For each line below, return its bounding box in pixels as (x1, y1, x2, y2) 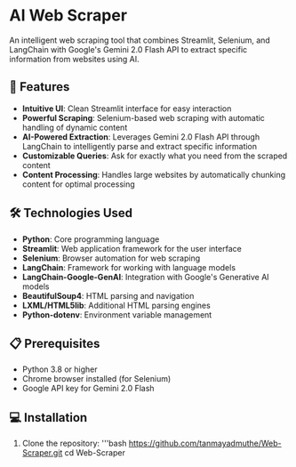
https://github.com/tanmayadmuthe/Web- (128, 438, 282, 449)
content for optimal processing (21, 179, 135, 189)
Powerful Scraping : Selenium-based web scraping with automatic (21, 112, 265, 123)
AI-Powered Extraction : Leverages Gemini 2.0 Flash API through (21, 131, 260, 142)
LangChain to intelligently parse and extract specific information (21, 141, 258, 151)
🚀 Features (9, 79, 70, 94)
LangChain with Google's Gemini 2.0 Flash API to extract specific (9, 44, 248, 54)
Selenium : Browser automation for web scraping (21, 253, 201, 263)
